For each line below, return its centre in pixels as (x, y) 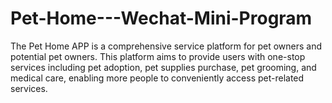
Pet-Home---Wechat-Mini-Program (161, 18)
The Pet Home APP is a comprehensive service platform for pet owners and (166, 46)
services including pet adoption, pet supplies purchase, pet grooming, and (163, 67)
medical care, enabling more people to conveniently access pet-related (157, 78)
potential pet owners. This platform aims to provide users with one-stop (158, 56)
